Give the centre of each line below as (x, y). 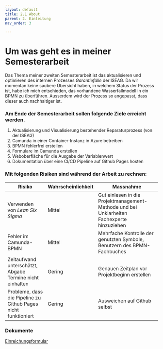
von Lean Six (22, 210)
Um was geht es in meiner (58, 51)
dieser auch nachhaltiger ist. (33, 101)
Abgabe (16, 272)
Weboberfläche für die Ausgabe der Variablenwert (62, 156)
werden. (15, 120)
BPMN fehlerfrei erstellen (37, 146)
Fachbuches (112, 251)
